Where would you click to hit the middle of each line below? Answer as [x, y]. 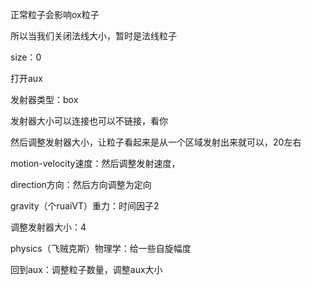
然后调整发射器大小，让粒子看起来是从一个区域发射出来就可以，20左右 [156, 142]
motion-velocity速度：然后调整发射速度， [95, 163]
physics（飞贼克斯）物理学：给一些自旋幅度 [101, 248]
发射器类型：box [44, 99]
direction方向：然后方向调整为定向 [81, 184]
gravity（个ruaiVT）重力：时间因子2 [85, 206]
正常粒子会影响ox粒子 [55, 14]
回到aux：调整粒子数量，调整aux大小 [86, 269]
